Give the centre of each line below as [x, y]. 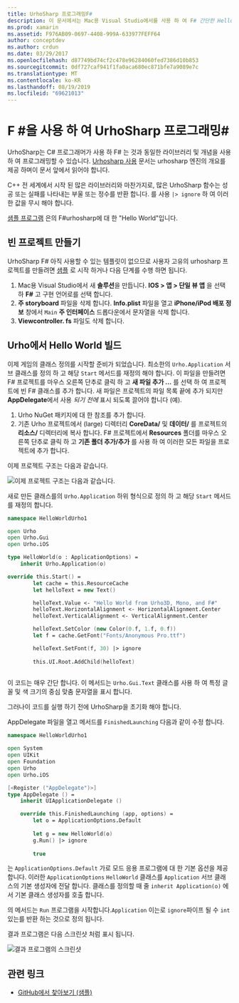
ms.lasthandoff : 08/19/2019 [49, 87]
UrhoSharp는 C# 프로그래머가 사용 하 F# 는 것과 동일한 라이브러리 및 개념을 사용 [119, 152]
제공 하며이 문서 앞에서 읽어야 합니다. [59, 170]
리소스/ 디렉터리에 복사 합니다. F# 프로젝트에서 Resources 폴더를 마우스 [118, 433]
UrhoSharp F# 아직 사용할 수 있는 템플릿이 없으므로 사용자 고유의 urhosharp [114, 261]
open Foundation [31, 762]
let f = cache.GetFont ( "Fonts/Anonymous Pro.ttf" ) [110, 636]
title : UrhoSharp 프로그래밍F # [50, 14]
